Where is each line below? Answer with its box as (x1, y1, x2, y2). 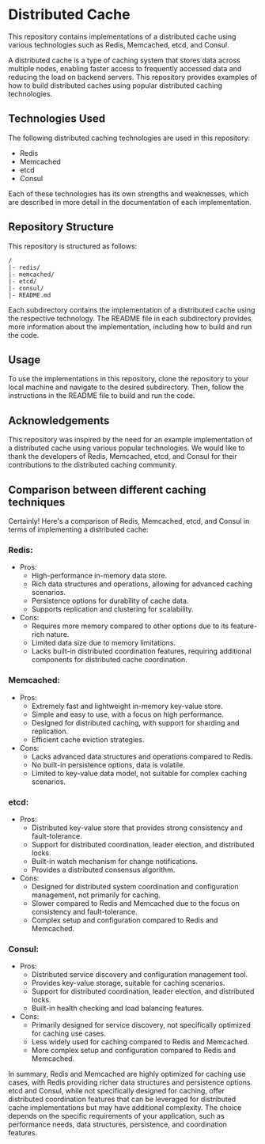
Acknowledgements (8, 414, 110, 427)
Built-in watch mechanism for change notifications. (31, 856, 198, 866)
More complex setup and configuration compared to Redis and (31, 1046, 236, 1055)
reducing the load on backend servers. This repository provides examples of (8, 72, 258, 81)
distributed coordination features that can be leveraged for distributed (8, 1094, 237, 1104)
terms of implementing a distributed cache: (8, 525, 149, 534)
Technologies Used (8, 112, 105, 126)
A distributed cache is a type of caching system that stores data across (8, 55, 240, 65)
